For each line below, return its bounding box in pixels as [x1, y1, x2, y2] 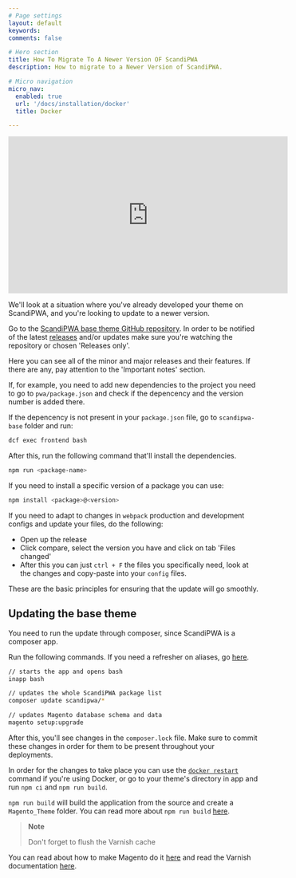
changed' [19, 551, 52, 561]
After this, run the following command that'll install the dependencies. [8, 451, 237, 461]
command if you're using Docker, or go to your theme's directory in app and [8, 774, 259, 783]
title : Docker [15, 107, 62, 116]
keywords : [8, 26, 41, 34]
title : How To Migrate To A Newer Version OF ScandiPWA [8, 56, 198, 64]
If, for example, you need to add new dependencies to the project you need [8, 380, 256, 390]
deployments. [8, 750, 53, 759]
